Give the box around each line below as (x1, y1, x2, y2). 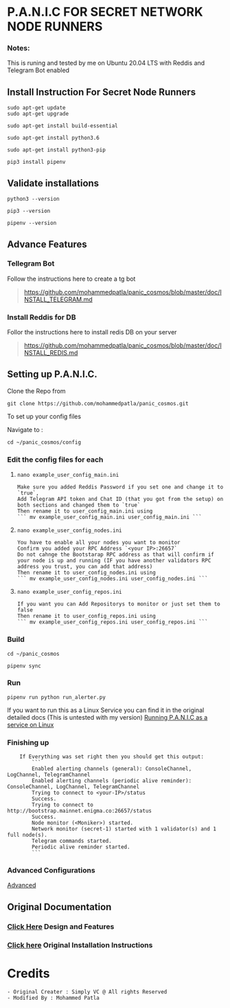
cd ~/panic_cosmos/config (7, 438, 81, 446)
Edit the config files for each (7, 455, 104, 464)
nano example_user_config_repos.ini (16, 589, 122, 596)
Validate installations (7, 177, 100, 189)
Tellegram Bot (7, 259, 55, 268)
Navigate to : (7, 425, 43, 433)
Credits (7, 965, 50, 981)
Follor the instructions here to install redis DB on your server (7, 328, 177, 336)
